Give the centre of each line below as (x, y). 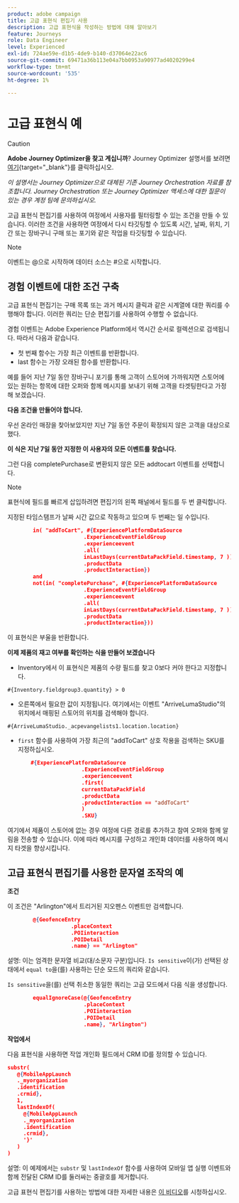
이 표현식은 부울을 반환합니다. (48, 638)
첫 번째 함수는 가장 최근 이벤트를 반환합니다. (78, 353)
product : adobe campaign (44, 14)
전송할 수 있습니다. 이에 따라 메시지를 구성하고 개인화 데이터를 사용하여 (118, 839)
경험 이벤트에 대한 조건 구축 (63, 286)
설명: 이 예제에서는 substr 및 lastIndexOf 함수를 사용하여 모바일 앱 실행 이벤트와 (119, 1167)
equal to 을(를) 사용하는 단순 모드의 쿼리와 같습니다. (98, 969)
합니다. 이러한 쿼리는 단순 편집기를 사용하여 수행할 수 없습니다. (112, 314)
